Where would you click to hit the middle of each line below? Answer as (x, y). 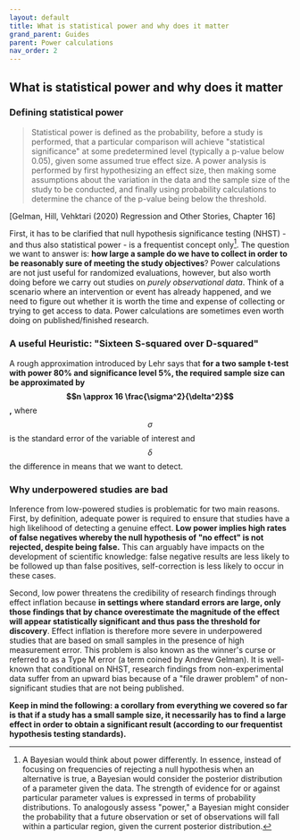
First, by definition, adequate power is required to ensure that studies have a (150, 519)
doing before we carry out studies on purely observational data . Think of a (146, 282)
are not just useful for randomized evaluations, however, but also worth (140, 273)
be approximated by (47, 382)
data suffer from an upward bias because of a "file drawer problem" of (139, 679)
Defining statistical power (67, 113)
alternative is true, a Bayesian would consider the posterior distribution (152, 779)
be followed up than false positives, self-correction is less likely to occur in (146, 566)
